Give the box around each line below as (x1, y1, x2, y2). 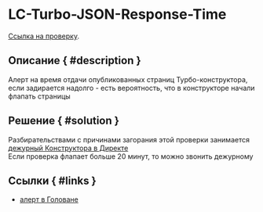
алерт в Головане (19, 195, 79, 204)
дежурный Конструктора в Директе (8, 143, 129, 153)
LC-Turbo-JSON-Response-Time (8, 5, 227, 23)
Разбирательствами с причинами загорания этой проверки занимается (8, 135, 250, 144)
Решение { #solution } (8, 114, 120, 128)
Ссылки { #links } (8, 174, 97, 187)
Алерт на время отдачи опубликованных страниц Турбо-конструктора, (8, 74, 248, 84)
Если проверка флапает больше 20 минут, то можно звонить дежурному (8, 151, 254, 161)
